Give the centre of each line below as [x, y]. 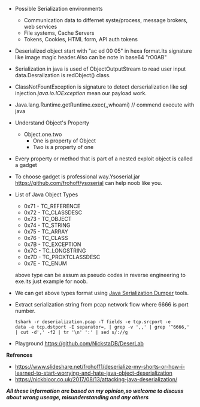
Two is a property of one [63, 147]
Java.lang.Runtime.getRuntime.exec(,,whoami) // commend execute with [104, 105]
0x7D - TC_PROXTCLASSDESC [62, 257]
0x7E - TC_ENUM [45, 263]
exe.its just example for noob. [51, 281]
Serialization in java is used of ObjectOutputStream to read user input [100, 69]
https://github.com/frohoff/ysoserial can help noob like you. [89, 183]
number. [25, 311]
